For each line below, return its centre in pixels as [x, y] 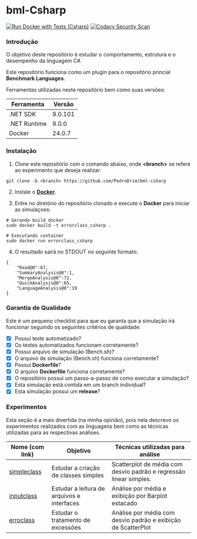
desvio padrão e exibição [146, 520]
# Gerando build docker [35, 220]
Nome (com [28, 447]
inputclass [23, 496]
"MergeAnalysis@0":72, [44, 278]
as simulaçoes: [33, 209]
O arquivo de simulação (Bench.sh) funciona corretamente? [87, 359]
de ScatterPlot [131, 527]
